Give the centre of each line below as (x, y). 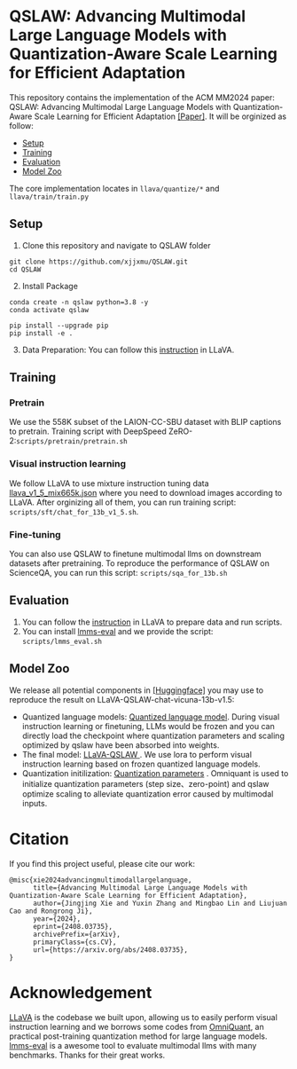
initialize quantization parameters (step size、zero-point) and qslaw (145, 783)
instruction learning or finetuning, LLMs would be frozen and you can (148, 726)
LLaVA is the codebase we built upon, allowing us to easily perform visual (143, 1017)
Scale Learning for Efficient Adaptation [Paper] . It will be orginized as (160, 116)
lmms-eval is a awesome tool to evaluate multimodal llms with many (133, 1045)
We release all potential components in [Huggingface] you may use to (137, 690)
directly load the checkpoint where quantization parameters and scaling (153, 735)
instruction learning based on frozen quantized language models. (141, 764)
